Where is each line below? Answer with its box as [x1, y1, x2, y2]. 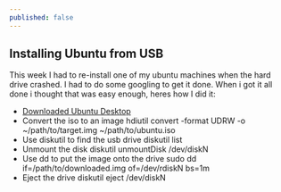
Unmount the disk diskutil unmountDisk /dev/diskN [21, 144, 209, 154]
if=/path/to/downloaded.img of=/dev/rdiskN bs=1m [21, 163, 210, 174]
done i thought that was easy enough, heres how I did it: [9, 88, 216, 99]
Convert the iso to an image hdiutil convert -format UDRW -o [21, 115, 246, 126]
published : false [9, 13, 74, 22]
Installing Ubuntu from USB [9, 46, 164, 62]
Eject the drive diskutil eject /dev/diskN [21, 172, 167, 183]
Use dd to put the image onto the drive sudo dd [21, 154, 197, 164]
